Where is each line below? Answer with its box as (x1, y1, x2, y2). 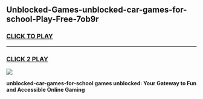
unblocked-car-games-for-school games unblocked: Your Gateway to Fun (6, 79, 197, 86)
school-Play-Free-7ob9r (6, 14, 99, 25)
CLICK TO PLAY (6, 32, 53, 41)
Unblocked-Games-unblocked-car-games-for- (6, 5, 187, 15)
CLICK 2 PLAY (6, 55, 48, 63)
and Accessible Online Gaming (6, 86, 85, 93)
